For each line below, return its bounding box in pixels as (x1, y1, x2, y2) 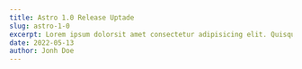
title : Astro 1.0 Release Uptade (9, 13, 135, 22)
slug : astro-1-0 (9, 22, 70, 30)
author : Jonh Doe (9, 47, 75, 56)
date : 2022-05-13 (9, 38, 75, 47)
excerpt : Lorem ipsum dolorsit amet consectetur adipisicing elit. (9, 30, 268, 39)
